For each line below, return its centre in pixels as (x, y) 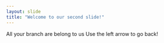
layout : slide (24, 11)
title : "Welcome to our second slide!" (55, 17)
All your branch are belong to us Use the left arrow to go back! (82, 34)
